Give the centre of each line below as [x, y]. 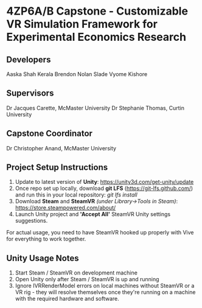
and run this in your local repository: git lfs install [76, 195]
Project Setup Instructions [57, 168]
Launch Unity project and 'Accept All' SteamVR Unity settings [93, 214]
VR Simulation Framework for [82, 24]
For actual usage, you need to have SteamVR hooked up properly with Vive [100, 233]
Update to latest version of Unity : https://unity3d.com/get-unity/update [104, 182]
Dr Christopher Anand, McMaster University [61, 148]
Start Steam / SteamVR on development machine [76, 273]
